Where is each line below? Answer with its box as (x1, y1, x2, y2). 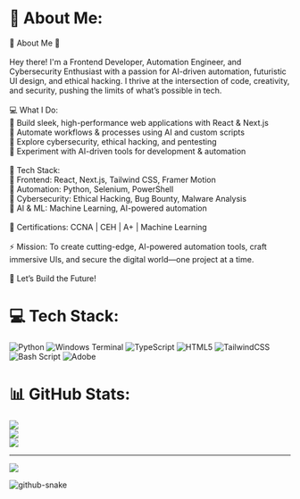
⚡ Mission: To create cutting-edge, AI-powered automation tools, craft (9, 241, 268, 252)
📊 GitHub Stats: (9, 384, 131, 404)
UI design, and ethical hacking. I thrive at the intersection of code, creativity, (9, 75, 290, 86)
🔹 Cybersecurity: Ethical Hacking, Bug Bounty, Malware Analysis (9, 193, 247, 204)
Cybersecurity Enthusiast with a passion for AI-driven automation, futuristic (9, 66, 287, 77)
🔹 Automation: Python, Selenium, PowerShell (9, 183, 174, 195)
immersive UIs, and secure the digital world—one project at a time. (9, 254, 254, 264)
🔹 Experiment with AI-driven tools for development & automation (9, 146, 246, 156)
